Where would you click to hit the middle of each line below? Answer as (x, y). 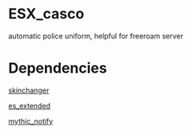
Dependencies (58, 68)
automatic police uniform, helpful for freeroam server (96, 36)
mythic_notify (31, 121)
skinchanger (29, 90)
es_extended (29, 105)
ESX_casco (46, 14)
